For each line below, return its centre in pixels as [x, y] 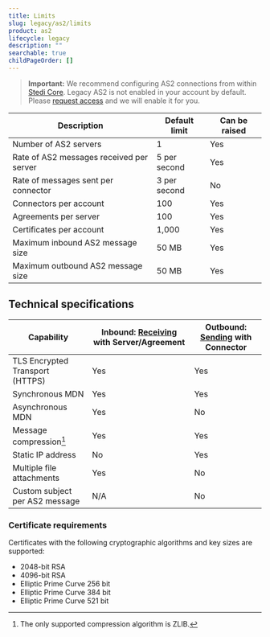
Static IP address [44, 455]
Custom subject [42, 491]
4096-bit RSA [43, 575]
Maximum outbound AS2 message [78, 265]
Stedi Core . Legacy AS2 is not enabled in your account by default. [137, 92]
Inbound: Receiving [139, 332]
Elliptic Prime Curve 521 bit [64, 601]
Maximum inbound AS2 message [75, 242]
